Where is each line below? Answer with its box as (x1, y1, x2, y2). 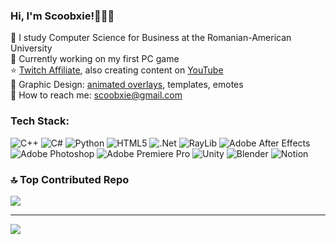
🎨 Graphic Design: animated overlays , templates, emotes (10, 79, 244, 91)
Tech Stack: (10, 114, 70, 128)
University (10, 42, 53, 54)
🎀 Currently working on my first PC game (10, 53, 180, 65)
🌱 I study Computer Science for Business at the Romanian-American (10, 32, 292, 44)
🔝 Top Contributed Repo (10, 172, 130, 186)
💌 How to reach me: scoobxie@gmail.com (10, 89, 183, 101)
